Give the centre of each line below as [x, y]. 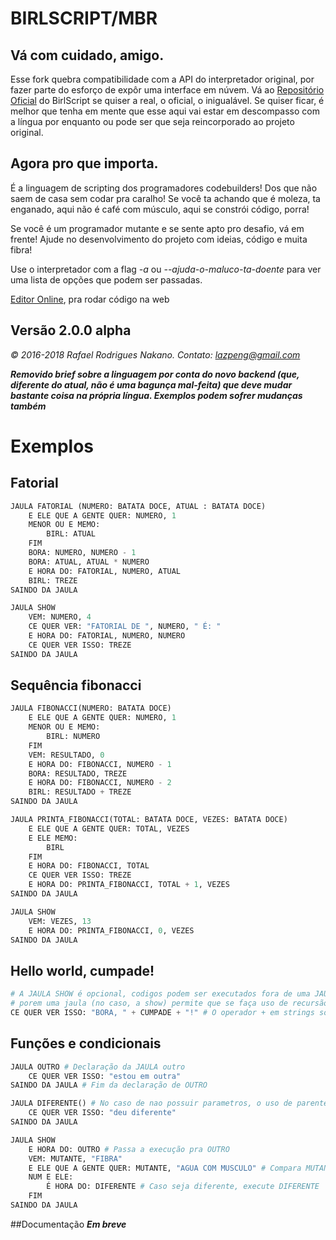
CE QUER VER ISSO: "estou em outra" [105, 1076]
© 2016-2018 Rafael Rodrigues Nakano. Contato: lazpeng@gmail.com [155, 354]
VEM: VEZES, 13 [60, 921]
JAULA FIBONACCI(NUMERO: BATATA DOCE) [91, 708]
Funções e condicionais [86, 1043]
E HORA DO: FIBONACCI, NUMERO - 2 [100, 783]
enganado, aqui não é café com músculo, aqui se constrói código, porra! [160, 209]
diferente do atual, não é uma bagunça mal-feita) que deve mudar [151, 384]
